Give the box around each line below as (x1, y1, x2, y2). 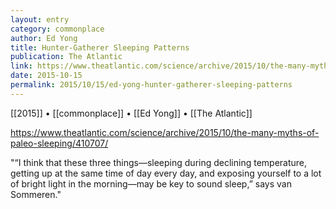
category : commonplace (10, 24, 105, 34)
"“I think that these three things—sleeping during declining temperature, (10, 156, 308, 168)
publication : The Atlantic (10, 52, 123, 62)
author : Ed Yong (10, 33, 78, 43)
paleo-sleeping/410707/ (10, 137, 109, 149)
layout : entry (10, 14, 70, 25)
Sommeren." (10, 188, 62, 200)
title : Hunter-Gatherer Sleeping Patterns (10, 42, 190, 53)
